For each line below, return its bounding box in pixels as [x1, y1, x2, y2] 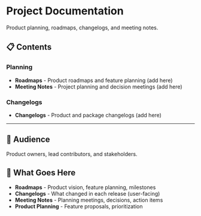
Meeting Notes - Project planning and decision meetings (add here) [14, 83, 182, 90]
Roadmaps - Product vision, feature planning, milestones [14, 184, 156, 191]
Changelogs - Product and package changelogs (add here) [14, 111, 162, 118]
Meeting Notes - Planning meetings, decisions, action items [14, 196, 163, 203]
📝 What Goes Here [6, 168, 76, 178]
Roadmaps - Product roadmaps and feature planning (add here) [14, 77, 173, 84]
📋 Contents [6, 42, 52, 52]
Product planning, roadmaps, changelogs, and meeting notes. [6, 24, 159, 31]
